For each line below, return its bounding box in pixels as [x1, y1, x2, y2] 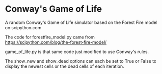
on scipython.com [5, 24, 42, 30]
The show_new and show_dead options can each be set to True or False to [5, 58, 157, 64]
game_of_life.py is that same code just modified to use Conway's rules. [5, 49, 149, 55]
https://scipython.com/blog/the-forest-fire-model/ [5, 39, 107, 45]
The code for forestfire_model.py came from [5, 34, 95, 40]
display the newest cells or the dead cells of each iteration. [5, 63, 124, 69]
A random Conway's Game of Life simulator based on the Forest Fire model [5, 19, 158, 25]
